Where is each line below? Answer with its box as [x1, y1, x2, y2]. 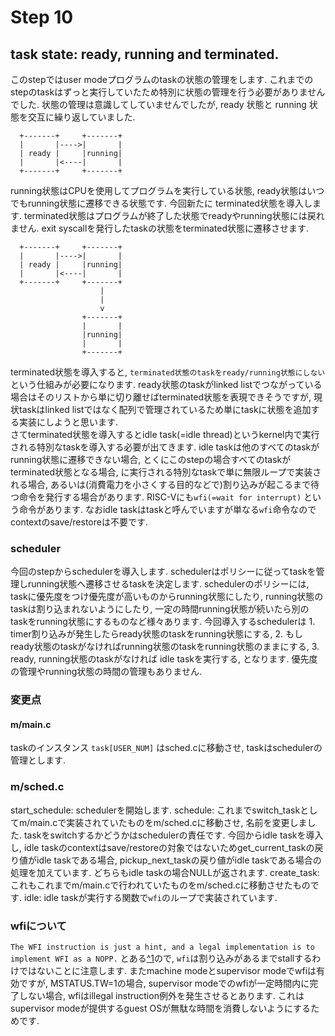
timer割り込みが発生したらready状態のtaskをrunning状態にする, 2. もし [10, 628, 303, 640]
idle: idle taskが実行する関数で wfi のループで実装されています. [23, 891, 278, 903]
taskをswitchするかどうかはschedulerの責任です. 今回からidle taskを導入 [23, 829, 324, 841]
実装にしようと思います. [18, 416, 119, 428]
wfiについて [10, 919, 67, 933]
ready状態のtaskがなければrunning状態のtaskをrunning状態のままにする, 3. [10, 641, 320, 653]
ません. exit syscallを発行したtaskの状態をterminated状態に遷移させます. [10, 222, 310, 234]
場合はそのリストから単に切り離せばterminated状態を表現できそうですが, [10, 391, 312, 403]
